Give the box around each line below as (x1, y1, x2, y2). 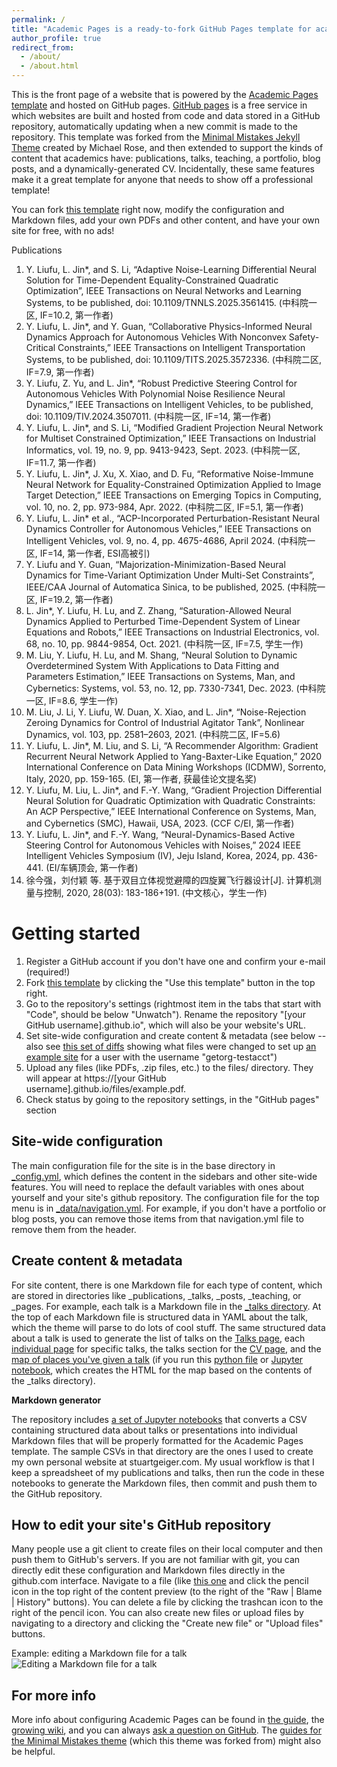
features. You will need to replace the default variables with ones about (11, 1181, 305, 1193)
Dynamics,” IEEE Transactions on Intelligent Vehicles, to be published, (25, 399, 314, 410)
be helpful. (11, 1746, 56, 1758)
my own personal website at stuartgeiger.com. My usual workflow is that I (11, 1456, 315, 1468)
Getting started (11, 922, 141, 945)
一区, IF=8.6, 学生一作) (25, 695, 119, 706)
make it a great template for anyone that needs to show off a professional (11, 174, 314, 185)
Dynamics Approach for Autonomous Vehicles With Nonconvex (25, 331, 287, 343)
